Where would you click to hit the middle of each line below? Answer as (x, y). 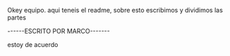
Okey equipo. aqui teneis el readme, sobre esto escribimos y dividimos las (115, 10)
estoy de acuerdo (33, 44)
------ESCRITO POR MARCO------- (59, 31)
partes (17, 17)
